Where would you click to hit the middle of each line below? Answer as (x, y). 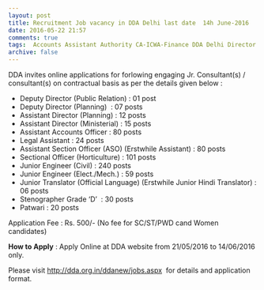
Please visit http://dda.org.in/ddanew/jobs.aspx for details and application (129, 270)
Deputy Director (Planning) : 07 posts (81, 107)
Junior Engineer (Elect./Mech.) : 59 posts (87, 174)
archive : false (33, 52)
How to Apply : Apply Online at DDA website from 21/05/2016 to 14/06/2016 (132, 247)
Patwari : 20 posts (49, 207)
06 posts (34, 191)
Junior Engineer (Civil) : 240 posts (75, 166)
